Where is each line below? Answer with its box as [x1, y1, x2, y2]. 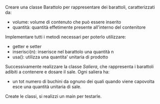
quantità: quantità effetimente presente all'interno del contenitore [12, 24, 146, 30]
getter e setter [12, 44, 42, 49]
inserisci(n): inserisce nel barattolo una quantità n [12, 49, 114, 54]
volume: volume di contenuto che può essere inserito [12, 19, 122, 25]
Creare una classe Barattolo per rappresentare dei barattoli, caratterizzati [5, 4, 155, 10]
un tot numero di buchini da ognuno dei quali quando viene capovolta [12, 79, 155, 84]
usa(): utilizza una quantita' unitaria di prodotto [12, 54, 108, 60]
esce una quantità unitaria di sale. [12, 84, 81, 90]
